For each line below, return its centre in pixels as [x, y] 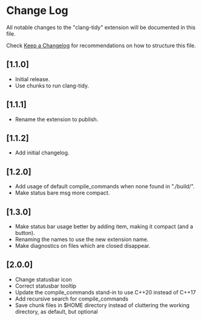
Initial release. [32, 79]
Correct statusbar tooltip [46, 286]
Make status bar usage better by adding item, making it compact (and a [104, 227]
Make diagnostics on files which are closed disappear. [83, 246]
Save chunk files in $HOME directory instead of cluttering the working [102, 305]
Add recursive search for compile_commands [72, 299]
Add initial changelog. [42, 153]
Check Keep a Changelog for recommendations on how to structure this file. [101, 45]
